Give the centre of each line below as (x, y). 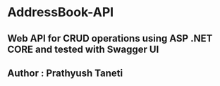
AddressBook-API (61, 12)
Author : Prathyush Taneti (65, 73)
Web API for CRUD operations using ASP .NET (110, 38)
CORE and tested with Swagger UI (83, 49)
